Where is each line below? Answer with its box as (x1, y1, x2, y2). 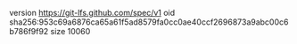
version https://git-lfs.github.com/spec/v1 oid (9, 8, 176, 18)
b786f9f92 (9, 26, 49, 36)
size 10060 (50, 26, 91, 36)
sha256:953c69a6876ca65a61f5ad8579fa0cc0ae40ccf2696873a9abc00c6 (9, 17, 289, 27)
